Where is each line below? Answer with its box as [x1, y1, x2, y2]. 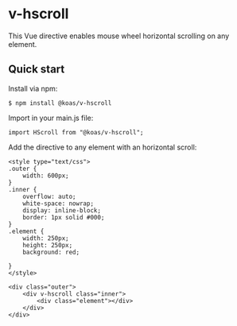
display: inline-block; [22, 206, 102, 215]
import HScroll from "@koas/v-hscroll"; [8, 128, 145, 136]
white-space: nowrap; [22, 200, 94, 208]
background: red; [22, 248, 80, 256]
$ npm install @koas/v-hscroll [8, 99, 112, 107]
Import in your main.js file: [8, 113, 94, 122]
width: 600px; [22, 172, 69, 180]
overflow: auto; [22, 192, 77, 200]
